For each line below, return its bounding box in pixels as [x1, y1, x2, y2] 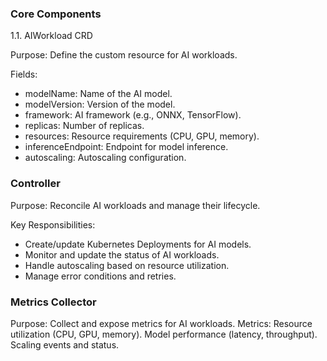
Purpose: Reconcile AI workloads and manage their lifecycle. [10, 199, 261, 211]
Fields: [10, 68, 38, 81]
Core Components [10, 7, 102, 21]
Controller [10, 177, 61, 191]
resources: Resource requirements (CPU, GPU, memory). [24, 130, 260, 142]
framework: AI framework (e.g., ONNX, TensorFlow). [24, 109, 242, 121]
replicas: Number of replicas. [24, 120, 145, 132]
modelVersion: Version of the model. [24, 98, 176, 111]
